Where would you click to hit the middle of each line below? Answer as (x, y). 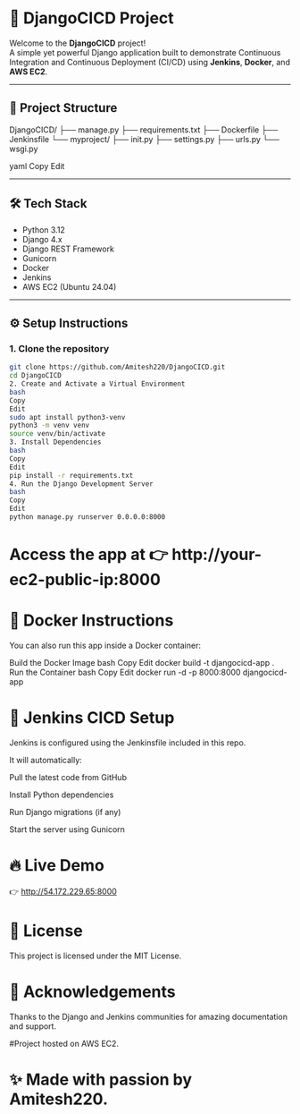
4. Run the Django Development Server (81, 484)
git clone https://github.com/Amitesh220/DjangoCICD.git (117, 367)
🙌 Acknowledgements (92, 991)
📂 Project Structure (63, 108)
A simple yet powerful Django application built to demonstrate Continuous (145, 52)
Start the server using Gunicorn (67, 829)
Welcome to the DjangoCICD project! (78, 43)
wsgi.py (24, 149)
